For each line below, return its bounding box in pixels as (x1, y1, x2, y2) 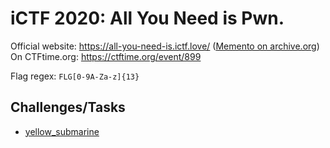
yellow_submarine (24, 125, 100, 137)
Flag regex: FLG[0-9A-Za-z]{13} (10, 70, 140, 82)
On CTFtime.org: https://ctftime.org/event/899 (10, 50, 202, 62)
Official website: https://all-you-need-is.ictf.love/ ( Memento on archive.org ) (10, 40, 320, 52)
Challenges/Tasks (10, 99, 126, 116)
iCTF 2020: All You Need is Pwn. (10, 7, 285, 30)
